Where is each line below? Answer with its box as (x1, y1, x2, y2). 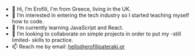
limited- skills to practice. (11, 37, 74, 43)
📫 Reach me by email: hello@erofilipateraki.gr (11, 43, 125, 50)
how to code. (11, 18, 44, 24)
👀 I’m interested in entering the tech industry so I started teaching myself (11, 12, 190, 19)
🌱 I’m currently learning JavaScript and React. (11, 24, 124, 31)
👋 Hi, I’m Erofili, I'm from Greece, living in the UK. (11, 6, 131, 12)
